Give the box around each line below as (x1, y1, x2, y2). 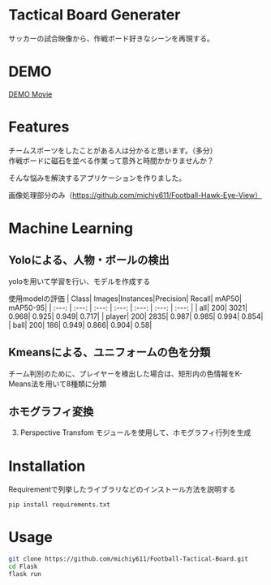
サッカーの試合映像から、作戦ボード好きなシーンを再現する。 (8, 33, 215, 43)
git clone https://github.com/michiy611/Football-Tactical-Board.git (8, 555, 249, 563)
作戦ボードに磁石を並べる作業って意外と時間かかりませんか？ (8, 156, 214, 166)
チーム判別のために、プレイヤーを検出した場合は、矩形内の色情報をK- (8, 368, 243, 378)
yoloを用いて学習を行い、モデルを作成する (8, 276, 151, 286)
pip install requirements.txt (8, 501, 111, 509)
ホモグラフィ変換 (8, 405, 94, 419)
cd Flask (8, 562, 38, 571)
